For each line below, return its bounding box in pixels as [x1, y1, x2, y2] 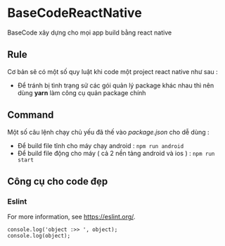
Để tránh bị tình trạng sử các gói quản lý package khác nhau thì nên [17, 81, 214, 90]
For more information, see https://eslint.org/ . [7, 213, 136, 221]
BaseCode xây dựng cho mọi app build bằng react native [7, 28, 172, 37]
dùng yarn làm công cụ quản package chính [17, 88, 146, 97]
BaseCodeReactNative [7, 5, 142, 21]
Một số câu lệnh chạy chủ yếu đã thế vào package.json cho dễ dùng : [7, 128, 210, 136]
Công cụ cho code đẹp [7, 175, 108, 187]
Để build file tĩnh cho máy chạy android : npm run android [17, 141, 184, 149]
